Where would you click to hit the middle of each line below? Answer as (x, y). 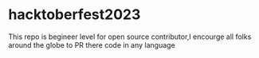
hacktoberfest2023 (75, 15)
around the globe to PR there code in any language (92, 44)
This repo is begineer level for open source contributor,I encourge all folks (130, 37)
